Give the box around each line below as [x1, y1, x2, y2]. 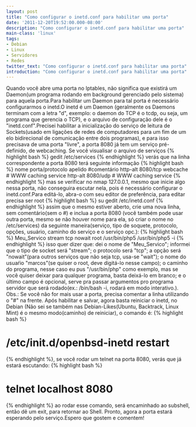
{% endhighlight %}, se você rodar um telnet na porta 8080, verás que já [6, 356, 182, 363]
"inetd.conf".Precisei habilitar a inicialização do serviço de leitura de [6, 122, 171, 129]
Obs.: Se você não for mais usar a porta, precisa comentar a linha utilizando [6, 291, 189, 298]
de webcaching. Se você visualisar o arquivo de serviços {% [28, 147, 175, 154]
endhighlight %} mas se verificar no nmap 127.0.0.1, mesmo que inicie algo [6, 179, 185, 186]
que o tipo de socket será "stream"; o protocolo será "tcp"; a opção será [6, 247, 181, 254]
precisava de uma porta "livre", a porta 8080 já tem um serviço [6, 141, 158, 148]
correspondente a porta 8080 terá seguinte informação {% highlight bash [6, 160, 184, 167]
